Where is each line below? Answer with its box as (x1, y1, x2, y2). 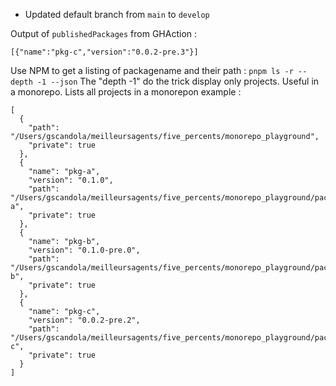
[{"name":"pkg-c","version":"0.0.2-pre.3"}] (10, 47, 199, 57)
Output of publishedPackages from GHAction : (10, 28, 198, 39)
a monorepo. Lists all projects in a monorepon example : (10, 86, 242, 98)
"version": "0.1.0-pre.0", (28, 245, 141, 255)
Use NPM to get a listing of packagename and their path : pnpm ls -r (10, 65, 294, 76)
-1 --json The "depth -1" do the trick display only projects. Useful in (36, 75, 320, 87)
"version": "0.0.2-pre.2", (28, 315, 141, 325)
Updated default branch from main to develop (24, 9, 210, 20)
